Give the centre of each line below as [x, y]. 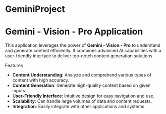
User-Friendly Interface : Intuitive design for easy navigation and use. [83, 96]
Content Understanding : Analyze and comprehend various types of [82, 75]
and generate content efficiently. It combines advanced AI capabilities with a [83, 51]
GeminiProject [35, 9]
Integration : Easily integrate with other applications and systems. [79, 107]
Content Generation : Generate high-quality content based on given [81, 85]
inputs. [19, 91]
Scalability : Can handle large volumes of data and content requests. [82, 101]
